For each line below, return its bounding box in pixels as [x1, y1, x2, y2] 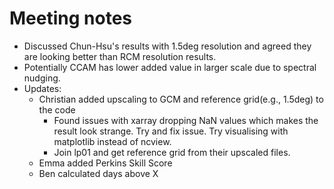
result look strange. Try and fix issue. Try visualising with [53, 125, 289, 137]
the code [38, 103, 76, 116]
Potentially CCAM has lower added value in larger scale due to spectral [23, 61, 317, 73]
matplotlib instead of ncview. [53, 135, 172, 147]
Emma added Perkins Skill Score [38, 157, 173, 169]
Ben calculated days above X [38, 167, 159, 179]
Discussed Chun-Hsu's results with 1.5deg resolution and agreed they [23, 40, 312, 52]
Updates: [23, 82, 62, 94]
